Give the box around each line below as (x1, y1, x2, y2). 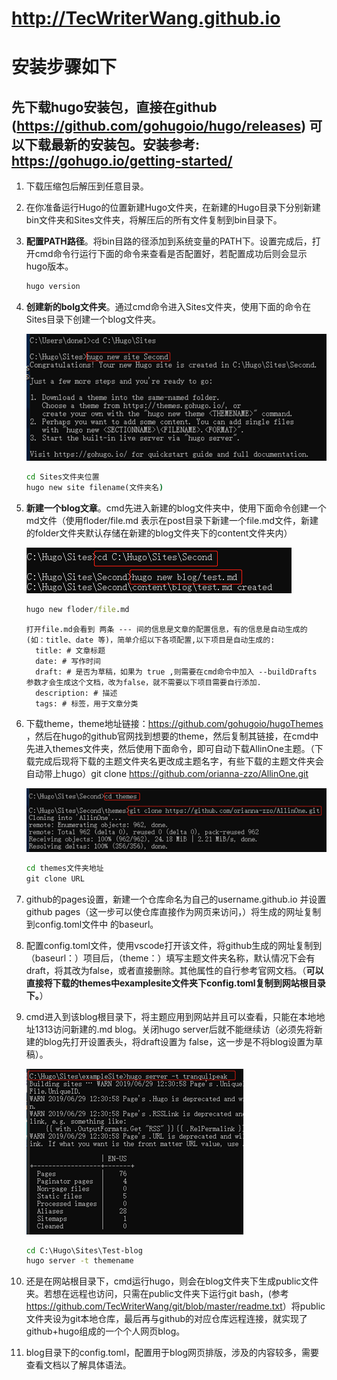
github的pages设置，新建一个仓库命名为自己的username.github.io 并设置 (25, 893, 327, 905)
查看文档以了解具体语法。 (25, 1359, 132, 1371)
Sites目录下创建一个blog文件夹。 (25, 313, 162, 326)
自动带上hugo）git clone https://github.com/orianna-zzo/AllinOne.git (25, 767, 309, 779)
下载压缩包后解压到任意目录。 (25, 180, 149, 192)
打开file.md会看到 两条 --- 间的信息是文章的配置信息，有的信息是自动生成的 (25, 624, 308, 634)
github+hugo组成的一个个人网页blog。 (25, 1325, 186, 1337)
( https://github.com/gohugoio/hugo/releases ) (11, 117, 307, 134)
